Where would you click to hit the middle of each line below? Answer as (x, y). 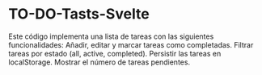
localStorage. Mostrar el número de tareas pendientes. (99, 62)
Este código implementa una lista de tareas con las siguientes (111, 36)
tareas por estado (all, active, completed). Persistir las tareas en (115, 53)
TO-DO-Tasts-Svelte (79, 14)
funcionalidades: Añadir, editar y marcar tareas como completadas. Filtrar (131, 44)
